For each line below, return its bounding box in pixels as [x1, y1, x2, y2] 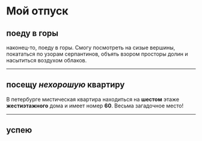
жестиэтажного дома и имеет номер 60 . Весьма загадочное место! [6, 102, 184, 109]
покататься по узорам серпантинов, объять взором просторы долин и [6, 50, 188, 58]
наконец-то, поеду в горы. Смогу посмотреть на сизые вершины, [6, 44, 176, 51]
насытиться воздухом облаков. [6, 57, 87, 64]
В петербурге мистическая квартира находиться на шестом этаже [6, 95, 180, 103]
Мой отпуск [6, 4, 69, 18]
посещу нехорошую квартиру [6, 80, 125, 90]
